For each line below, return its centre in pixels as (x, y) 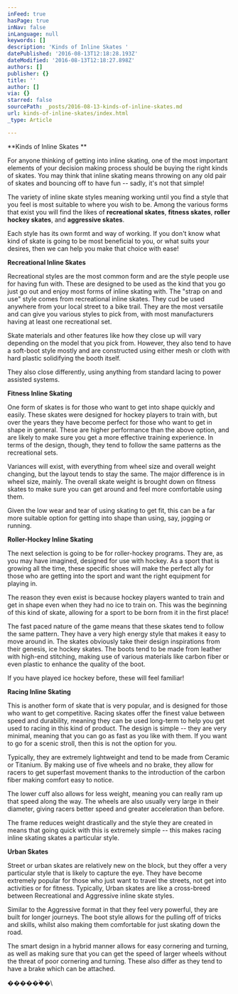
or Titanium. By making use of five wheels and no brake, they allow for (110, 765)
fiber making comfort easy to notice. (61, 780)
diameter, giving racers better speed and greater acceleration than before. (116, 809)
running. (20, 525)
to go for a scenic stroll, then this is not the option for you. (92, 743)
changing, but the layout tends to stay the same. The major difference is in (116, 474)
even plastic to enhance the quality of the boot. (76, 664)
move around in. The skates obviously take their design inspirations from (114, 641)
